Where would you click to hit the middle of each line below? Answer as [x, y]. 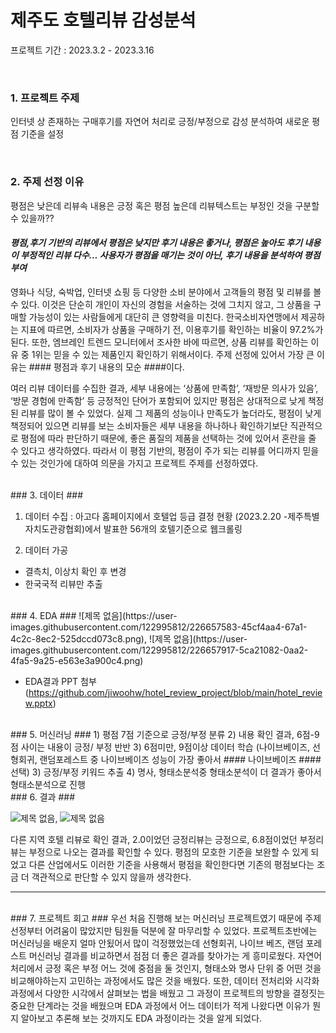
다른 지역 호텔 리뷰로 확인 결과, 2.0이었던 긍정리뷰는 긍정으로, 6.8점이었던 [154, 839]
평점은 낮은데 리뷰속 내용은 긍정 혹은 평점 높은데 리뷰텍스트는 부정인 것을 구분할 [165, 205]
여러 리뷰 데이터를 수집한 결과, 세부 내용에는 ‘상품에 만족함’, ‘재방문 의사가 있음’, [164, 388]
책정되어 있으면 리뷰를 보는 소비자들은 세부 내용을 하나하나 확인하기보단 [149, 425]
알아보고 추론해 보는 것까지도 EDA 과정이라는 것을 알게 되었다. [141, 1018]
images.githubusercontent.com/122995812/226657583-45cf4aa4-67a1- [159, 627]
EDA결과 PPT [51, 681]
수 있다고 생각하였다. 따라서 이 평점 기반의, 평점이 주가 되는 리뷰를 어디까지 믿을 [165, 450]
